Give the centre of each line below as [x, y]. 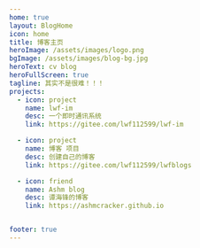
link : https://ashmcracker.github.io [95, 206]
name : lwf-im [49, 108]
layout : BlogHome [41, 26]
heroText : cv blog [43, 67]
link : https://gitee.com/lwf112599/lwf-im [104, 125]
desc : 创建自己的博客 [60, 157]
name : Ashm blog [55, 190]
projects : [27, 91]
